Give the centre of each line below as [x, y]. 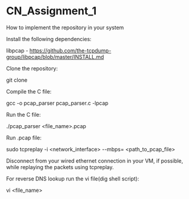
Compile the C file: [29, 91]
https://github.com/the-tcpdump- [70, 50]
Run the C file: [23, 114]
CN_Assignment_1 [51, 11]
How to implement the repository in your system [65, 27]
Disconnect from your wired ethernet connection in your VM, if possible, [94, 161]
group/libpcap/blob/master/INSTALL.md [55, 57]
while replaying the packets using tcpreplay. [60, 167]
